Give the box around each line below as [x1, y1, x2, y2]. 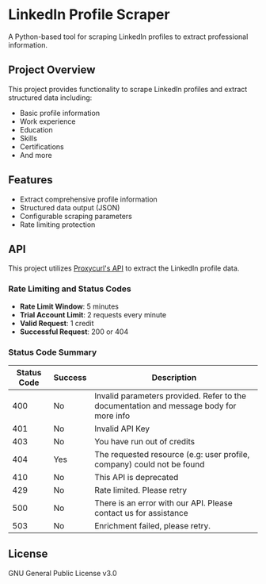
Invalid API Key [94, 423, 150, 434]
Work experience [19, 117, 77, 126]
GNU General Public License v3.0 [8, 568, 117, 578]
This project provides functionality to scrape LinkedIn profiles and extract [8, 84, 248, 94]
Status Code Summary [8, 347, 97, 358]
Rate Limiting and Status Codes [8, 283, 132, 294]
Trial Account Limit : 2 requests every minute [19, 309, 167, 319]
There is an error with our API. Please [94, 498, 234, 509]
